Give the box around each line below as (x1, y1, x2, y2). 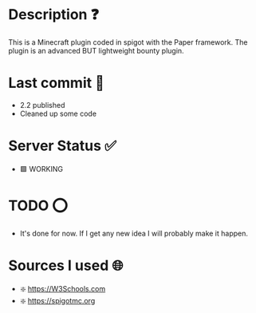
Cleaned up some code (19, 109, 97, 118)
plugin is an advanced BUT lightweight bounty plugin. (8, 46, 185, 55)
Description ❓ (8, 6, 100, 24)
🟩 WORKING (19, 164, 64, 173)
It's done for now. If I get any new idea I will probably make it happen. (19, 228, 249, 238)
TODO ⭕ (8, 196, 68, 215)
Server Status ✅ (8, 137, 117, 155)
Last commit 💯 (8, 74, 105, 92)
